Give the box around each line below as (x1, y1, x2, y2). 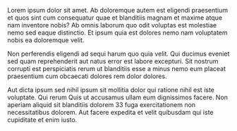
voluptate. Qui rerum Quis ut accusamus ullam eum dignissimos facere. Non (7, 93, 228, 101)
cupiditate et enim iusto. (7, 116, 78, 124)
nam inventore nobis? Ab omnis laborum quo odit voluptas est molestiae (7, 21, 217, 29)
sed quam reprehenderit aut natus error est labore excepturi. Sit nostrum (7, 57, 219, 65)
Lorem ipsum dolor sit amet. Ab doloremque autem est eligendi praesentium (7, 6, 229, 14)
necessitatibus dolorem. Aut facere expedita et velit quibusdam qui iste (7, 108, 214, 116)
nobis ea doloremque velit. (7, 36, 85, 44)
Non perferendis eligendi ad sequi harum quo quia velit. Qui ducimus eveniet (7, 49, 230, 58)
